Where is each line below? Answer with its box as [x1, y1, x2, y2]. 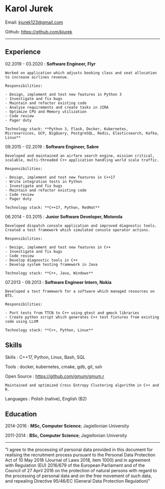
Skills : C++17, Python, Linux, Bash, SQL [5, 354, 85, 360]
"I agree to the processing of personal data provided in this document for [5, 447, 153, 453]
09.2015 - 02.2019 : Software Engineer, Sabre [5, 143, 99, 149]
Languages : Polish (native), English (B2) [5, 395, 87, 402]
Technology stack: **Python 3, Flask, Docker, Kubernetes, [5, 126, 129, 131]
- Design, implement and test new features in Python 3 [5, 92, 122, 97]
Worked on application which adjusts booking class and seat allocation [5, 70, 157, 75]
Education [5, 410, 37, 418]
